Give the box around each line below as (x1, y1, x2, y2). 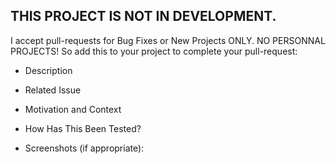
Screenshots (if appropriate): (24, 142, 145, 154)
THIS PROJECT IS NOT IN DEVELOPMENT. (10, 8, 277, 25)
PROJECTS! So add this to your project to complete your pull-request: (10, 45, 298, 57)
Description (24, 64, 73, 76)
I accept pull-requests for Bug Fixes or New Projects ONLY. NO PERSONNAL (10, 34, 326, 46)
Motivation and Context (24, 103, 122, 115)
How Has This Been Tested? (24, 122, 142, 134)
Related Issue (24, 84, 82, 96)
